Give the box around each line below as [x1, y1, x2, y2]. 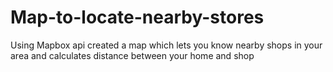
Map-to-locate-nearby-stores [10, 6, 265, 29]
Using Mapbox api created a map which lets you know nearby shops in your [10, 39, 323, 51]
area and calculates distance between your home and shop [10, 49, 255, 61]
